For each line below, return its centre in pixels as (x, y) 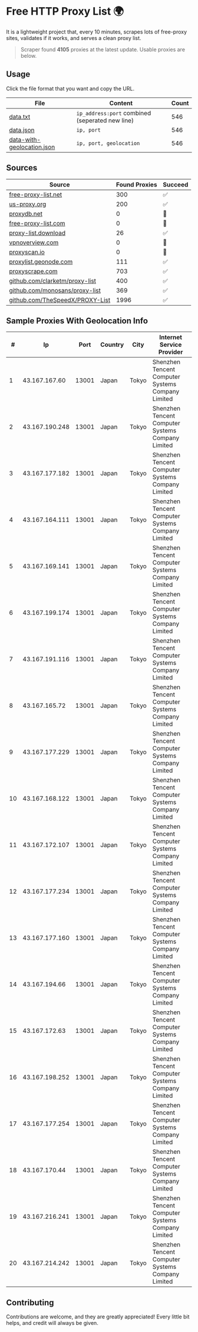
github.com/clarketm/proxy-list (52, 281)
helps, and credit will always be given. (52, 1323)
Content (121, 103)
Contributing (30, 1302)
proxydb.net (26, 214)
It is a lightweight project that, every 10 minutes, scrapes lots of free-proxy (97, 32)
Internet (171, 337)
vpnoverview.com (34, 242)
